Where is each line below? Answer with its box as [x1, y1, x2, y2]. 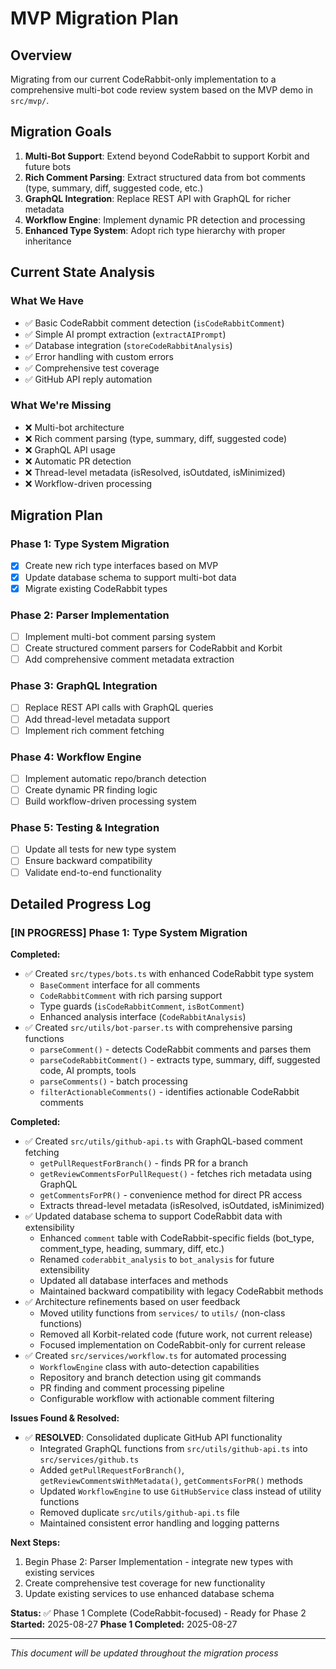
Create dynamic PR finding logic [24, 784, 158, 796]
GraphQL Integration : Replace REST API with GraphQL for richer [24, 192, 292, 204]
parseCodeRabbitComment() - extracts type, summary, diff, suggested [39, 1054, 321, 1066]
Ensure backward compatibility [24, 855, 153, 867]
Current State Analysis [10, 264, 156, 281]
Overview [10, 47, 73, 64]
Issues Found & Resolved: [10, 1412, 120, 1424]
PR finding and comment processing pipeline [39, 1382, 225, 1394]
